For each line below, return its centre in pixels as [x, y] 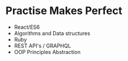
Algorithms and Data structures [52, 33]
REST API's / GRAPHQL [42, 46]
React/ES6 [27, 27]
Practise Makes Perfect [64, 11]
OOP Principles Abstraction [47, 52]
